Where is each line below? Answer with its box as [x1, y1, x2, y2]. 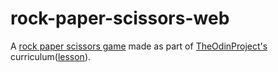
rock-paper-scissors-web [10, 7, 230, 30]
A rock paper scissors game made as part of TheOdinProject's [10, 40, 268, 52]
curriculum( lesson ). [10, 50, 92, 62]
